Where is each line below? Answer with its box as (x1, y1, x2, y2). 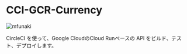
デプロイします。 (16, 42, 57, 49)
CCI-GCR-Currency (6, 3, 103, 17)
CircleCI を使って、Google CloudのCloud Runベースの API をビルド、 (6, 34, 172, 41)
